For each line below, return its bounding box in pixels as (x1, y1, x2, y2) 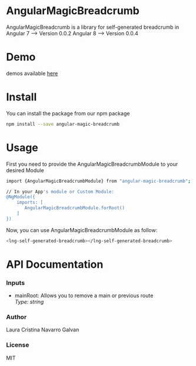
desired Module (6, 166, 44, 174)
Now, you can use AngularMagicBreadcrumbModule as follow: (6, 226, 158, 233)
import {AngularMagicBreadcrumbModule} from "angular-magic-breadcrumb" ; (6, 178, 191, 184)
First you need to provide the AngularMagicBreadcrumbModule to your (6, 160, 178, 167)
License (6, 341, 29, 349)
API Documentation (6, 257, 104, 271)
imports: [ (16, 200, 44, 206)
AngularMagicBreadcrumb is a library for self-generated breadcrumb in (6, 23, 180, 31)
